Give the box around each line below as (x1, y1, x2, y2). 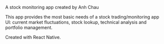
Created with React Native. (5, 34, 61, 40)
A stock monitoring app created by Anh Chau (5, 4, 99, 10)
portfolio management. (5, 24, 53, 30)
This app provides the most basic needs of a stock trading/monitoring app (5, 14, 159, 19)
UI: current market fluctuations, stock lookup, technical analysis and (5, 19, 147, 25)
